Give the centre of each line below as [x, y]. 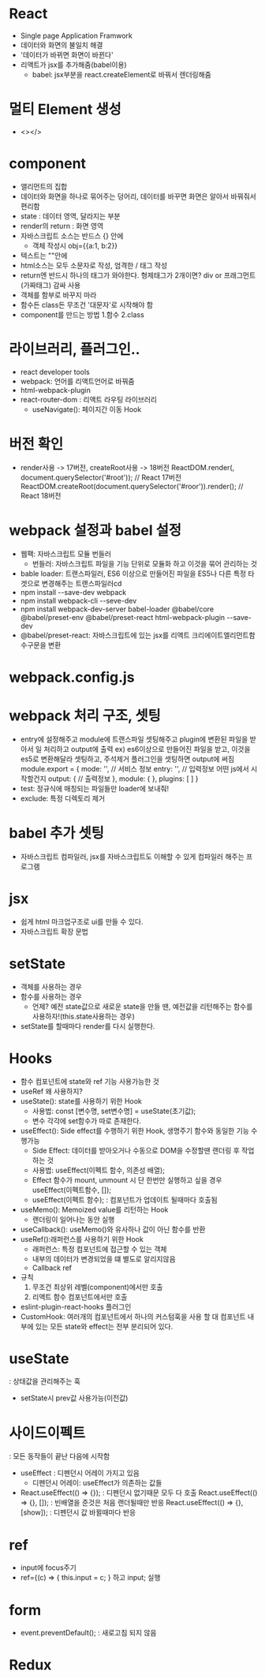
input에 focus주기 [49, 1568]
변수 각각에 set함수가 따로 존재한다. [86, 1120]
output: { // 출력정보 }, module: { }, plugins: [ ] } [123, 779]
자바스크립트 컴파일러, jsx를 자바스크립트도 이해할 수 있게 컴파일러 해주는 [132, 856]
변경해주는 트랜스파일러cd [82, 583]
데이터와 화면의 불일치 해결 [62, 45]
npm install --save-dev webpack [73, 592]
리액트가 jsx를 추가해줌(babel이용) [73, 65]
